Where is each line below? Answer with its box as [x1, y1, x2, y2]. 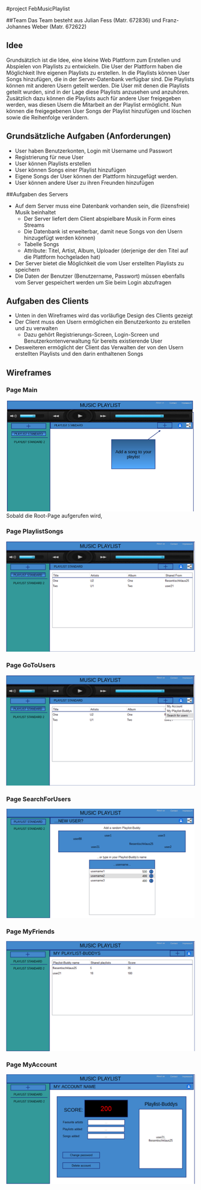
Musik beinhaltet [14, 208, 56, 215]
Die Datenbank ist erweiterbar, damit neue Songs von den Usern [23, 227, 182, 235]
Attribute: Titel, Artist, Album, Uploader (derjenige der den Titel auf [23, 247, 188, 254]
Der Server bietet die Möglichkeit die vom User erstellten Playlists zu [14, 259, 184, 266]
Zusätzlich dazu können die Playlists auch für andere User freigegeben [6, 94, 181, 101]
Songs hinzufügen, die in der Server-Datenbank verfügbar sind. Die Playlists [6, 75, 194, 83]
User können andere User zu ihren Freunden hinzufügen [14, 179, 154, 186]
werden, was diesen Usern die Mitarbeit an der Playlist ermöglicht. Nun [6, 101, 182, 108]
